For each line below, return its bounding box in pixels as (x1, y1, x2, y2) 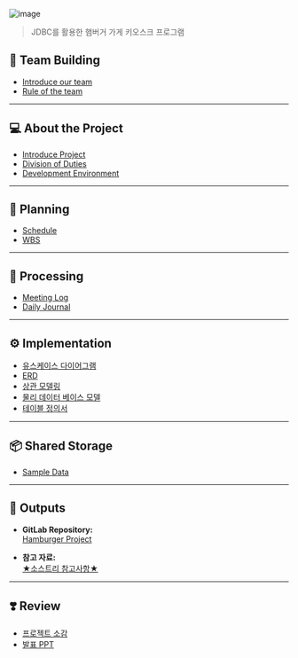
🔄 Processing (9, 269, 84, 284)
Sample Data (21, 466, 69, 477)
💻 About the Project (9, 121, 124, 137)
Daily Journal (21, 302, 71, 312)
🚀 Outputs (9, 501, 67, 516)
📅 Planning (9, 202, 70, 217)
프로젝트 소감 (21, 628, 68, 638)
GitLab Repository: (21, 524, 93, 535)
